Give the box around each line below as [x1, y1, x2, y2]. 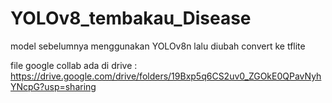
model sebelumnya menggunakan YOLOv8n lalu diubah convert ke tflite [10, 40, 306, 52]
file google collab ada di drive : [10, 59, 138, 71]
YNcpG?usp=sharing [10, 80, 97, 92]
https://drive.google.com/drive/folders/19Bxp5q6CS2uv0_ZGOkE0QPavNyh [10, 70, 322, 82]
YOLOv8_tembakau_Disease [10, 7, 252, 30]
